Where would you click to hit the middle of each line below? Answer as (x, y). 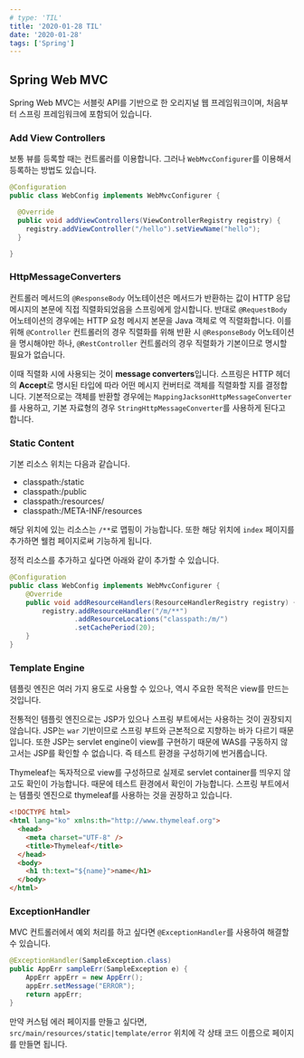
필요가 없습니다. (38, 354)
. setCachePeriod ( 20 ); (114, 628)
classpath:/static (53, 482)
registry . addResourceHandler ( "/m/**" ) (115, 611)
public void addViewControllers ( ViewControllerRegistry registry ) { (149, 220)
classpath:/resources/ (63, 501)
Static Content (42, 443)
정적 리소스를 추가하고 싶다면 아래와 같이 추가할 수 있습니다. (114, 560)
